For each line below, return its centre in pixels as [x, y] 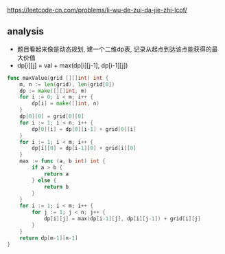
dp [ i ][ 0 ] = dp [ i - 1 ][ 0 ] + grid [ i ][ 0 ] [84, 148]
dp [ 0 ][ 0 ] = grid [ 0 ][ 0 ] [52, 116]
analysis [26, 31]
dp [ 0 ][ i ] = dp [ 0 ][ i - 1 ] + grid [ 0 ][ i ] [84, 129]
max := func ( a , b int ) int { [63, 161]
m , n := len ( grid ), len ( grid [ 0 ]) [67, 84]
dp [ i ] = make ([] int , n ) [66, 104]
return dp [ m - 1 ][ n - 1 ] [49, 238]
